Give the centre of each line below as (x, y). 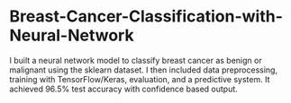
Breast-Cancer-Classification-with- (146, 17)
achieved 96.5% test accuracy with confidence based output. (124, 89)
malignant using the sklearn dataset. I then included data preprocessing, (143, 70)
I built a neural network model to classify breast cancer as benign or (136, 60)
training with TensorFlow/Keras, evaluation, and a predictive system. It (140, 79)
